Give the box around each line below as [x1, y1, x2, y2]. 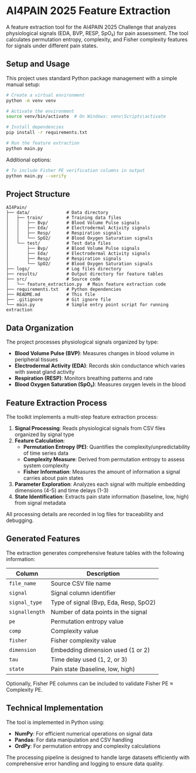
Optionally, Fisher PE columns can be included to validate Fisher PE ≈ [6, 680, 174, 687]
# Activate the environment [6, 108, 75, 114]
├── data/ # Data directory [6, 209, 109, 216]
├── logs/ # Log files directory [6, 266, 122, 272]
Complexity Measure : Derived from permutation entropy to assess [23, 455, 185, 463]
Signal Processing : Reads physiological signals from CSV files [14, 424, 166, 431]
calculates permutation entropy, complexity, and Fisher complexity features [6, 36, 188, 43]
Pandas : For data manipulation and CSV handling [14, 736, 133, 743]
